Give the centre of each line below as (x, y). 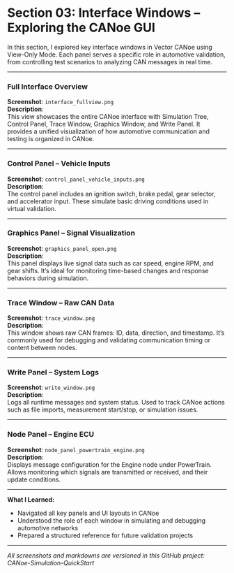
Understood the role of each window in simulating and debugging (111, 520)
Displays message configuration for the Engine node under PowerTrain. (110, 464)
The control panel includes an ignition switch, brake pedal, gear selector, (111, 194)
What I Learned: (31, 499)
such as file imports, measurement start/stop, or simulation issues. (103, 409)
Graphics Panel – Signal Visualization (71, 233)
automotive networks (48, 528)
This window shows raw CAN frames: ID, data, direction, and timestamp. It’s (116, 333)
